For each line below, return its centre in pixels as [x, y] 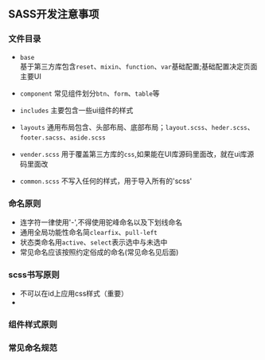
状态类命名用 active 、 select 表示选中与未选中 [94, 242]
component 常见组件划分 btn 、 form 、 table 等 [90, 93]
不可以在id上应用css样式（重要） [74, 294]
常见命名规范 [33, 348]
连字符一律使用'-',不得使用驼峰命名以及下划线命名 [101, 222]
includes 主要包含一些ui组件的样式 [76, 110]
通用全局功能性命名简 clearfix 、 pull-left [88, 232]
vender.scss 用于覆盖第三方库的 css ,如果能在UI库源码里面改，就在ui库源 [137, 154]
